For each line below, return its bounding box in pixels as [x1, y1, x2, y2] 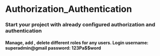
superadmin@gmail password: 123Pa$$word [5, 45, 101, 51]
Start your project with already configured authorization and [5, 21, 155, 28]
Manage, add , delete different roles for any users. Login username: [5, 40, 149, 46]
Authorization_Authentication [5, 3, 132, 15]
